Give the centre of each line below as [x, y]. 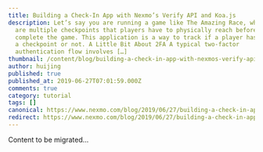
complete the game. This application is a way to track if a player [129, 37]
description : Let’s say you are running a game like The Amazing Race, [127, 23]
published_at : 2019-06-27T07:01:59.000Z [75, 81]
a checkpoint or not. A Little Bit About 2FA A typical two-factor [128, 45]
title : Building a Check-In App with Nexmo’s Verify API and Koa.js [122, 15]
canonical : [26, 110]
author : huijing [34, 67]
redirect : [24, 118]
